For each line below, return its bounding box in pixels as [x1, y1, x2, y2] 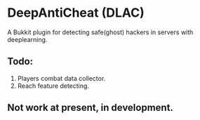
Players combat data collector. [17, 74, 106, 82]
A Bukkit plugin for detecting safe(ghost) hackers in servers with [7, 28, 194, 36]
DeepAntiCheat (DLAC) [7, 5, 145, 21]
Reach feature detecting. [17, 82, 90, 90]
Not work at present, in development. [7, 102, 174, 114]
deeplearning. [7, 35, 48, 43]
